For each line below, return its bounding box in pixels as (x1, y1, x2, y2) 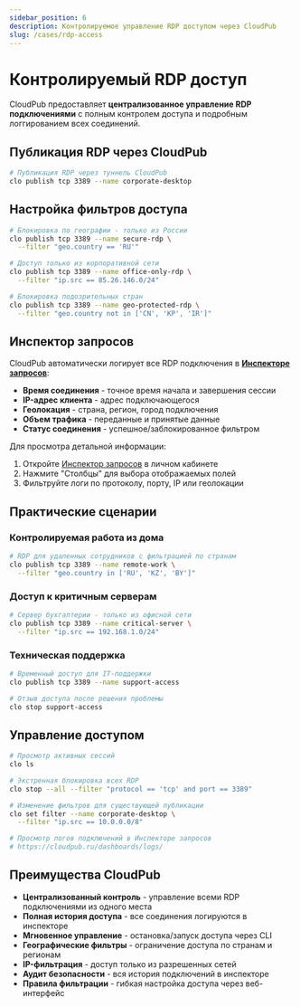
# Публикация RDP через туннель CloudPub (9, 168, 168, 177)
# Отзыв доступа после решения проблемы (9, 694, 164, 703)
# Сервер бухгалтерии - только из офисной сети (9, 610, 192, 620)
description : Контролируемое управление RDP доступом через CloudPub (9, 22, 277, 31)
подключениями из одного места (22, 901, 153, 912)
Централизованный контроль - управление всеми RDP (22, 891, 240, 902)
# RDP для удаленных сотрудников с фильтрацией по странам (9, 552, 237, 561)
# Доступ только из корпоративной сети (9, 259, 160, 268)
